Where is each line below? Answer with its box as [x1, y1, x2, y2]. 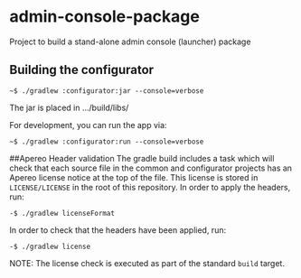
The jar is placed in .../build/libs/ [9, 102, 129, 113]
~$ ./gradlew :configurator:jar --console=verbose [9, 86, 204, 96]
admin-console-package [9, 6, 201, 27]
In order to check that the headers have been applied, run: [9, 224, 227, 236]
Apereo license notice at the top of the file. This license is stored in [9, 171, 259, 182]
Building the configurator [9, 62, 155, 78]
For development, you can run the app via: [9, 119, 167, 130]
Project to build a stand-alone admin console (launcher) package [9, 36, 251, 47]
